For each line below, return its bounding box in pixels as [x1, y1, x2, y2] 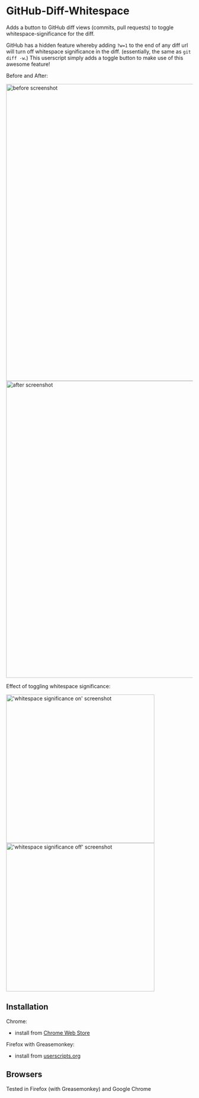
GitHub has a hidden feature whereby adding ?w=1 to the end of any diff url [6, 42, 188, 49]
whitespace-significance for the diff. [6, 30, 95, 37]
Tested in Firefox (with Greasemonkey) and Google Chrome [6, 1085, 151, 1092]
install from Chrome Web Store [14, 1029, 90, 1036]
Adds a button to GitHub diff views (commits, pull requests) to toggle [6, 24, 174, 31]
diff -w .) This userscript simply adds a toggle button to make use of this [6, 54, 184, 61]
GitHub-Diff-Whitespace [6, 4, 130, 18]
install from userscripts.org [14, 1052, 81, 1059]
